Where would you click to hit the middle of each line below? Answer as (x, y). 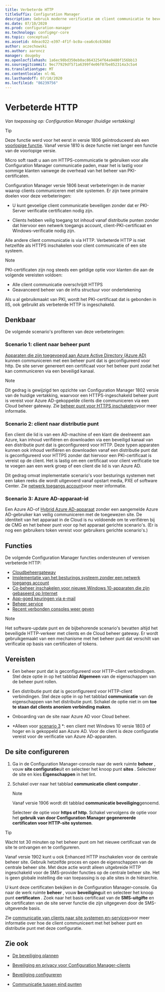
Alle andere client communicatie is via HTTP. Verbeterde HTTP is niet (75, 240)
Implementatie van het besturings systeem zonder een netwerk (76, 578)
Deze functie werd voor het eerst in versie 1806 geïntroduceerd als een (77, 140)
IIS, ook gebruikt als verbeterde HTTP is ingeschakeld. (60, 304)
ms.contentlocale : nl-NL (30, 74)
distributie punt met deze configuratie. (44, 928)
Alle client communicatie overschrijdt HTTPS (57, 284)
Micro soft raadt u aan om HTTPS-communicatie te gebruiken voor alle (77, 160)
